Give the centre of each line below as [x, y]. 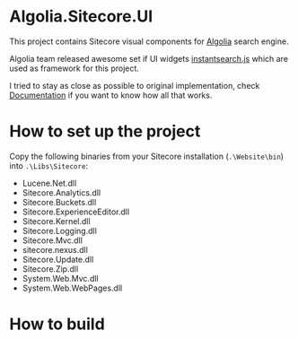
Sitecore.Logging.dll [59, 230]
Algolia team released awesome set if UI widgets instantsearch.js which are [149, 58]
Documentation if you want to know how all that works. [111, 95]
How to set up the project [105, 131]
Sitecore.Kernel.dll [57, 221]
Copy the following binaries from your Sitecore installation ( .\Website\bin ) [147, 156]
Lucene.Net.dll [49, 183]
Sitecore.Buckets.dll [59, 202]
